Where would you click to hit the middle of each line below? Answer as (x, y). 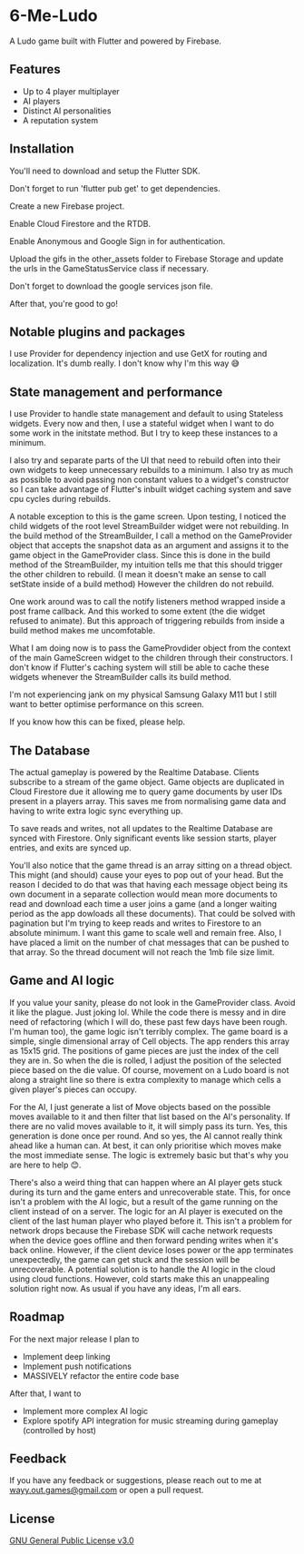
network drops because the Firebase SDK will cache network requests (141, 1230)
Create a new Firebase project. (67, 206)
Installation (42, 149)
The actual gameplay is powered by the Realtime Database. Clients (134, 772)
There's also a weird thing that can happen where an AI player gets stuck (146, 1182)
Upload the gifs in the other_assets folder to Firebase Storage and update (147, 259)
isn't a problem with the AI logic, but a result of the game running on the (144, 1201)
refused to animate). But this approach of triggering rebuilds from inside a (147, 621)
